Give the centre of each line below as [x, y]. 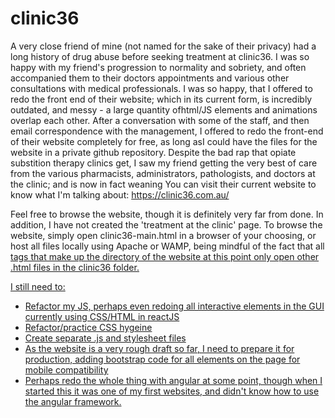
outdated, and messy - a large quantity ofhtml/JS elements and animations [164, 109]
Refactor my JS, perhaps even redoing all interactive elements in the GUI [174, 306]
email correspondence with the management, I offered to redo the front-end [167, 131]
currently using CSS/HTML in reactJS [102, 316]
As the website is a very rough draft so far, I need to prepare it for [159, 348]
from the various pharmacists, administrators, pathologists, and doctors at [163, 173]
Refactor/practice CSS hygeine [88, 327]
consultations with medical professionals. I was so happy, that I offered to [161, 88]
